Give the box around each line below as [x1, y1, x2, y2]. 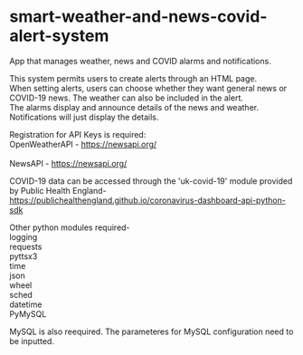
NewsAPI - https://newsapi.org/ [9, 158, 128, 168]
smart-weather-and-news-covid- [9, 6, 268, 27]
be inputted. [9, 335, 54, 346]
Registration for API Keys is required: [9, 129, 147, 139]
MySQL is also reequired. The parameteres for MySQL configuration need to [9, 326, 294, 337]
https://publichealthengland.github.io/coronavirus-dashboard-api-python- [9, 195, 287, 206]
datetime [9, 299, 43, 310]
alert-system [9, 25, 109, 46]
